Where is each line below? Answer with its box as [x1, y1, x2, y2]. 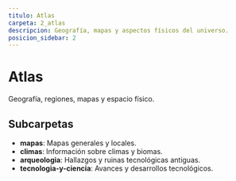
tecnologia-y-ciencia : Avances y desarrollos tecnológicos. [19, 164, 214, 173]
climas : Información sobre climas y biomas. [19, 147, 163, 156]
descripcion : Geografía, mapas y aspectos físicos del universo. [8, 26, 229, 34]
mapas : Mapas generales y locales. [19, 138, 137, 148]
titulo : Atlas [8, 11, 56, 20]
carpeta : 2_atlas [8, 19, 66, 27]
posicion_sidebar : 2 [8, 33, 77, 42]
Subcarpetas [8, 117, 74, 131]
